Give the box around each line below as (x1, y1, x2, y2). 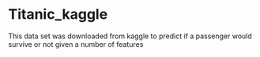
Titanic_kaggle (8, 5, 108, 23)
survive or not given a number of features (8, 39, 144, 48)
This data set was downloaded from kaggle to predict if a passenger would (8, 31, 253, 41)
